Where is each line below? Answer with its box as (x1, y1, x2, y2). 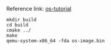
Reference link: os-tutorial (6, 5, 72, 12)
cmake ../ (6, 27, 32, 33)
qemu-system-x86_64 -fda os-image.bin (6, 38, 105, 44)
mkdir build (6, 17, 37, 23)
